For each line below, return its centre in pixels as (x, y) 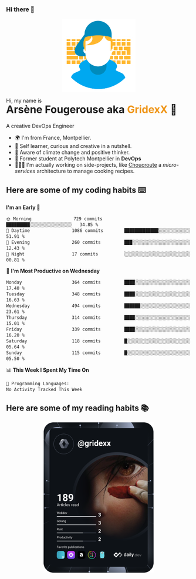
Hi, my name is (24, 101)
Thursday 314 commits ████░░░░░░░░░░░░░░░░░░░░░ (98, 317)
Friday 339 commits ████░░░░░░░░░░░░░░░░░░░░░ (98, 329)
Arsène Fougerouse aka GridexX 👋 (92, 110)
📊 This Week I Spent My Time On (48, 370)
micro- (171, 165)
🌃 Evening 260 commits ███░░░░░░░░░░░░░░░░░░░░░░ (98, 242)
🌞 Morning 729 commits (54, 219)
